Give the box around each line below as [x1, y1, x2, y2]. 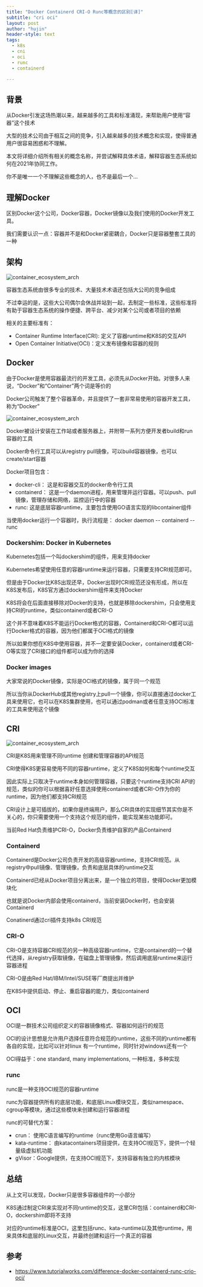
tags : [6, 37, 20, 43]
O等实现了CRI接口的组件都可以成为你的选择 [6, 647, 115, 655]
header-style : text [6, 31, 56, 38]
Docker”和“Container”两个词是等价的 [19, 382, 111, 389]
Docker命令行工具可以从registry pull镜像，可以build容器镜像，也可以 [6, 448, 177, 455]
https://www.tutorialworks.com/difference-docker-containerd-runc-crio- [14, 1268, 196, 1275]
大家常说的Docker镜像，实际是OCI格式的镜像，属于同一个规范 [6, 678, 161, 685]
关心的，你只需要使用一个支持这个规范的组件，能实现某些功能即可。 [6, 813, 176, 821]
